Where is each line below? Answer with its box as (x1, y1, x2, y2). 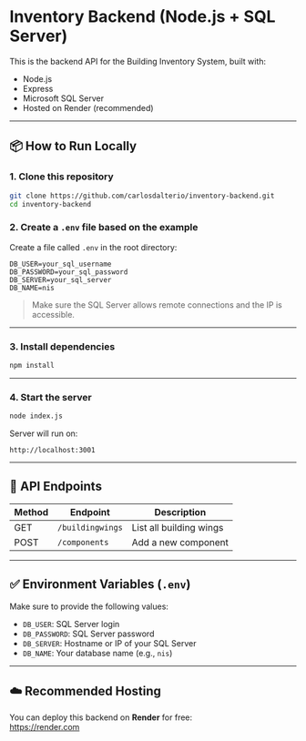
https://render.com (9, 722, 80, 733)
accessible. (31, 309, 76, 320)
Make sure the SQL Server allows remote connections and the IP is (31, 299, 282, 310)
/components (57, 537, 109, 547)
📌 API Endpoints (9, 479, 103, 494)
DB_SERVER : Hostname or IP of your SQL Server (22, 637, 197, 648)
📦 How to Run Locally (9, 138, 138, 154)
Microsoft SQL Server (22, 93, 105, 104)
